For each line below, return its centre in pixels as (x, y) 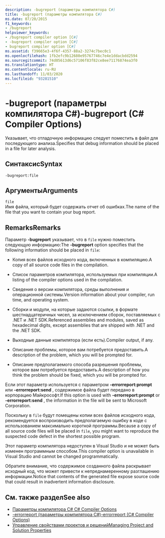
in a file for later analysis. (31, 148)
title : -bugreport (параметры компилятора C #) (54, 14)
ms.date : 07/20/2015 (26, 19)
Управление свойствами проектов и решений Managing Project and (83, 525)
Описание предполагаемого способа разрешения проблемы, (77, 365)
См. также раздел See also (48, 497)
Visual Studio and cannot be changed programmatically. (62, 456)
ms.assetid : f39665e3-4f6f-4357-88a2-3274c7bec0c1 (58, 51)
